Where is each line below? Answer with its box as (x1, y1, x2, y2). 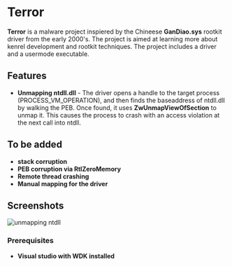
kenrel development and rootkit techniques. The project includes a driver (7, 42, 217, 50)
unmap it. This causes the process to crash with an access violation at (17, 111, 220, 119)
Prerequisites (7, 236, 54, 246)
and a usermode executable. (7, 50, 89, 58)
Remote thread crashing (17, 172, 89, 181)
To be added (7, 139, 63, 150)
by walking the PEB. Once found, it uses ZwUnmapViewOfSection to (17, 103, 217, 112)
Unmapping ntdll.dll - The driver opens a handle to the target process (17, 88, 220, 97)
